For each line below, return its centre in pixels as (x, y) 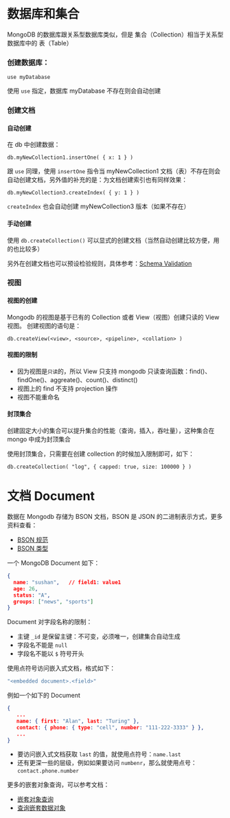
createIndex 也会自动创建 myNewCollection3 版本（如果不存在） (99, 206)
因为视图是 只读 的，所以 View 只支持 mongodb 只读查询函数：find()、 (114, 371)
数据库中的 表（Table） (40, 43)
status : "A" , (32, 595)
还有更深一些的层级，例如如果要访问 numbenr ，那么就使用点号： (107, 763)
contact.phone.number (48, 771)
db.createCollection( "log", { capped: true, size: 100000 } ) (100, 467)
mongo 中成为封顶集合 (39, 439)
